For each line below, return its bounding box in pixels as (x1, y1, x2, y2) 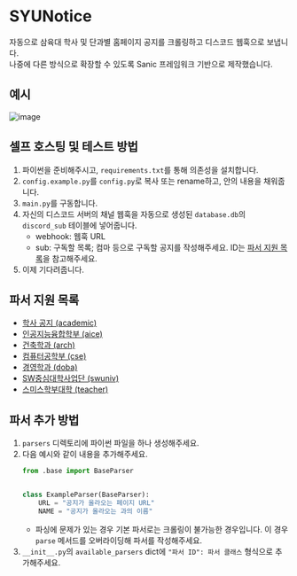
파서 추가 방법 (9, 412, 80, 427)
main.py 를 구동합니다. (21, 198, 98, 208)
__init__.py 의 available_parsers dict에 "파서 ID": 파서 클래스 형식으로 (21, 546, 273, 557)
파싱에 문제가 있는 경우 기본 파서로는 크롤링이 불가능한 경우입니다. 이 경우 (35, 524, 289, 534)
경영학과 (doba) (21, 362, 78, 373)
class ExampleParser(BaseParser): (21, 490, 150, 500)
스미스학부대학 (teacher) (21, 384, 109, 395)
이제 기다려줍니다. (21, 264, 84, 275)
